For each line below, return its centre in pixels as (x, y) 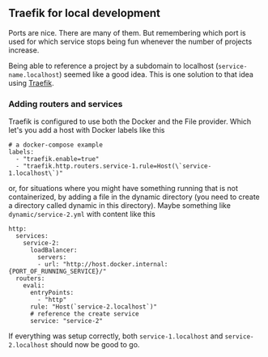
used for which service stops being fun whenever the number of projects (130, 41)
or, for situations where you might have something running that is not (123, 189)
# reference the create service (84, 314)
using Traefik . (31, 83)
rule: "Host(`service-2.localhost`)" (94, 307)
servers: (52, 257)
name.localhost (34, 75)
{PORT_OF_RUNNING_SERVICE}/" (57, 272)
